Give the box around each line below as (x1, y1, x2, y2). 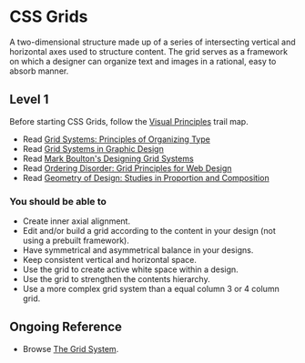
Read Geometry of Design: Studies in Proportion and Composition (22, 172, 270, 183)
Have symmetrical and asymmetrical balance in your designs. (22, 245, 254, 256)
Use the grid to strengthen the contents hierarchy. (22, 274, 211, 285)
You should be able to (9, 195, 107, 207)
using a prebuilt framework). (22, 235, 129, 247)
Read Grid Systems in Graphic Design (22, 143, 164, 154)
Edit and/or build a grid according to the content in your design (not (22, 226, 276, 237)
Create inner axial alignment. (22, 216, 130, 227)
